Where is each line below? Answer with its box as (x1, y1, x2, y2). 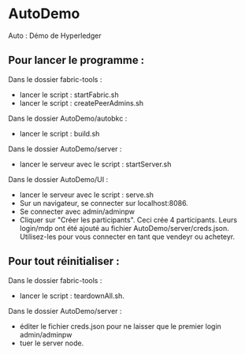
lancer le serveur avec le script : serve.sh (19, 190, 154, 199)
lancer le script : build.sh (19, 129, 100, 138)
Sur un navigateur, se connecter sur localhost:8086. (19, 198, 189, 207)
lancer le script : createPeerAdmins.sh (19, 98, 144, 107)
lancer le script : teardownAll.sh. (19, 291, 124, 300)
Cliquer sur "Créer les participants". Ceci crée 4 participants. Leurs (19, 214, 238, 225)
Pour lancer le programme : (8, 54, 145, 67)
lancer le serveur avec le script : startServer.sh (19, 159, 172, 169)
